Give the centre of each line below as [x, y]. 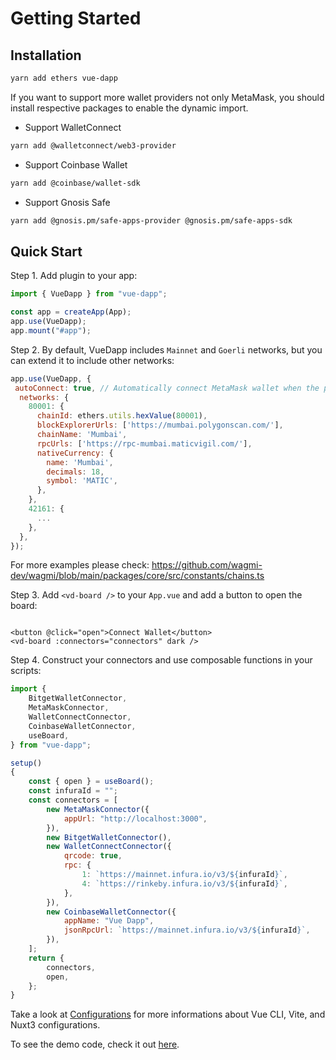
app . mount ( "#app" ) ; [51, 330]
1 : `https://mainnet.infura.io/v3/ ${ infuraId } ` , [184, 875]
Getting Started [76, 18]
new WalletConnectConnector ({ [109, 847]
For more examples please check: [80, 565]
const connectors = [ [73, 800]
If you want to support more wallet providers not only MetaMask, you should [167, 97]
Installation [46, 55]
